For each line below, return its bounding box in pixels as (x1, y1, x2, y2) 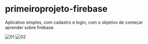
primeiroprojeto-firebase (5, 3, 108, 15)
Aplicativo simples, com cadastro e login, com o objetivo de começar (5, 19, 143, 25)
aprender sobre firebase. (5, 24, 55, 30)
